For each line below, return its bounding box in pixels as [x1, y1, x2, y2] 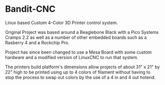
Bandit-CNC [5, 3, 56, 15]
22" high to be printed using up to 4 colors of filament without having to [5, 69, 151, 75]
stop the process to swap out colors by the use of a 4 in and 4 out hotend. [5, 74, 156, 80]
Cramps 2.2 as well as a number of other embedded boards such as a [5, 34, 147, 40]
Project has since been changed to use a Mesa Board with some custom [5, 49, 152, 55]
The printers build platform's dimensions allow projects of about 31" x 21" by [5, 64, 160, 70]
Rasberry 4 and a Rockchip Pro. [5, 39, 70, 45]
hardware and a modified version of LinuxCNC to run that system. [5, 54, 139, 60]
